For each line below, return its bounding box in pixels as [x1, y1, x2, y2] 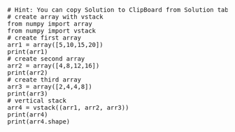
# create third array [7, 76, 82, 83]
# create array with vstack [7, 13, 104, 20]
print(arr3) [7, 90, 48, 97]
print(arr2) [7, 69, 48, 76]
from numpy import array [7, 20, 92, 27]
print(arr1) [7, 48, 48, 55]
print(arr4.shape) [7, 118, 71, 125]
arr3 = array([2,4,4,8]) [7, 83, 92, 90]
